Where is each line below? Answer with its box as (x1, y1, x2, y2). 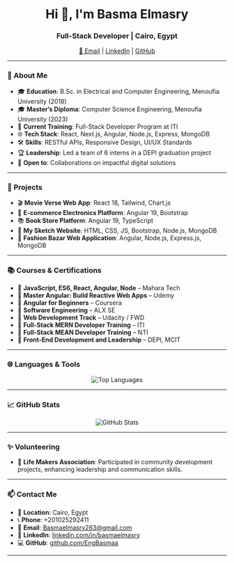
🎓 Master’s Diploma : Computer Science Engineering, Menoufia (17, 104, 202, 113)
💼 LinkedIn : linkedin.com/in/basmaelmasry (17, 530, 141, 539)
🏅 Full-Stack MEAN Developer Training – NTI (17, 328, 148, 337)
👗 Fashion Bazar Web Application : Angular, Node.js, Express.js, (17, 234, 202, 242)
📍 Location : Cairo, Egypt (17, 508, 88, 516)
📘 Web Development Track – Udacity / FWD (17, 313, 145, 322)
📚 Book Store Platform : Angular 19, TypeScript (17, 216, 154, 225)
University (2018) (17, 97, 68, 105)
